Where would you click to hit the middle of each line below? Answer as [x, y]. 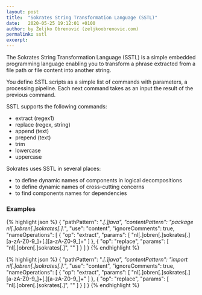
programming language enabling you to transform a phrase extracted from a [101, 64]
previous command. [31, 95]
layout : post [23, 12]
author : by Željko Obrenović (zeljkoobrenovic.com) [72, 29]
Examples [21, 208]
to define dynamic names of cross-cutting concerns [80, 187]
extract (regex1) [34, 118]
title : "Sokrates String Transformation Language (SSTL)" [82, 18]
